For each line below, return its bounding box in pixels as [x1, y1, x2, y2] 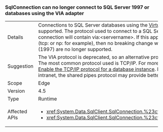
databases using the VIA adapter [5, 10, 84, 16]
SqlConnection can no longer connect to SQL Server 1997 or [5, 4, 149, 11]
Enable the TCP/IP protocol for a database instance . [38, 66, 156, 73]
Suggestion [7, 63, 34, 70]
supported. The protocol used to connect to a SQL [38, 28, 153, 35]
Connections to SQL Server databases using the [38, 22, 148, 29]
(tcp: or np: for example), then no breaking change [38, 40, 153, 47]
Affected [7, 108, 28, 115]
